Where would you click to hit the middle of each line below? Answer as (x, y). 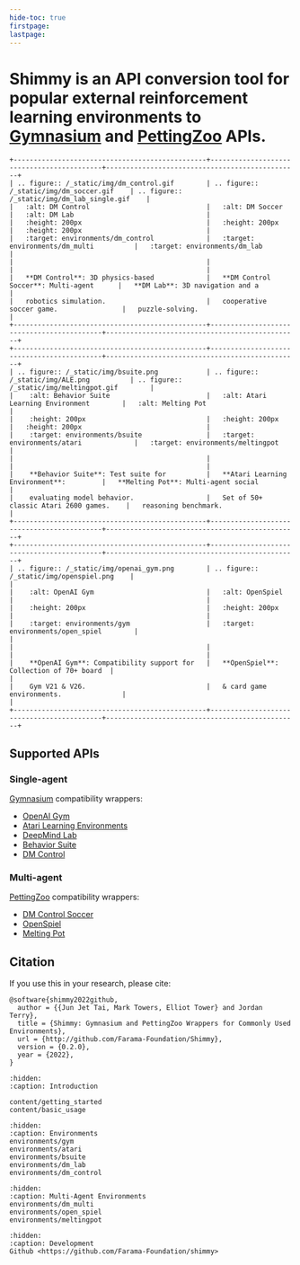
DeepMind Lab (49, 835)
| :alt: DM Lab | (110, 215)
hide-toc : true (38, 18)
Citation (32, 962)
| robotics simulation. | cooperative (138, 302)
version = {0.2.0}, (54, 1048)
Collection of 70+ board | (62, 671)
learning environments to (106, 117)
